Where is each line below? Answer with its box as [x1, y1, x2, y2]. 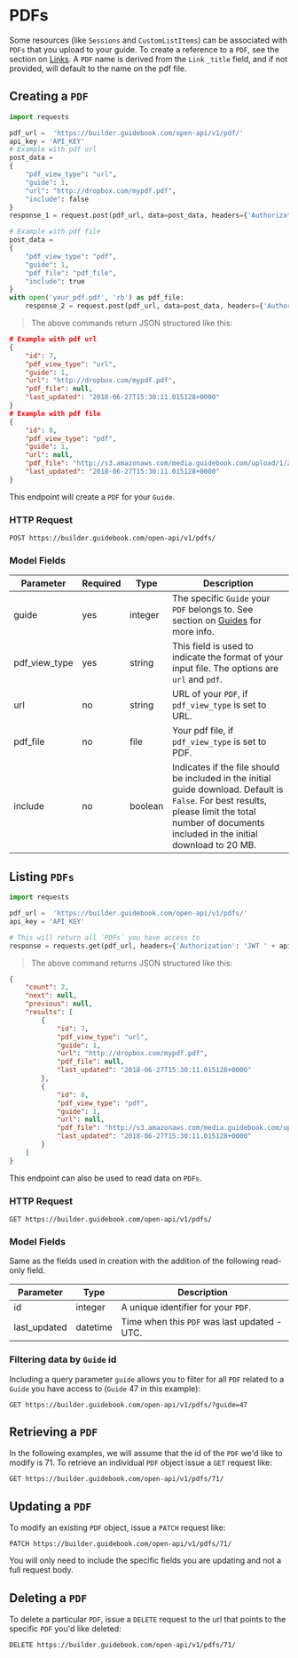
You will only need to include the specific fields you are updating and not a [9, 1555, 282, 1566]
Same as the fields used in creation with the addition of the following [9, 1255, 260, 1267]
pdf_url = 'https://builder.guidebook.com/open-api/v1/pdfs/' [9, 909, 248, 918]
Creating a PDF [9, 89, 89, 104]
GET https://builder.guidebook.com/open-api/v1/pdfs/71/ [9, 1475, 224, 1484]
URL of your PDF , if [172, 688, 248, 701]
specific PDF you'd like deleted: [9, 1623, 122, 1634]
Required [82, 577, 122, 589]
